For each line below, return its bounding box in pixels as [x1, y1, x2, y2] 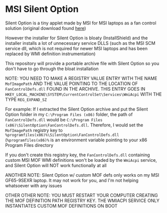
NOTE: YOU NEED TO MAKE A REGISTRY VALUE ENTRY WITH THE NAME [5, 75, 158, 81]
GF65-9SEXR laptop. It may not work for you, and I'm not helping [5, 177, 139, 183]
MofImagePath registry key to [5, 127, 63, 133]
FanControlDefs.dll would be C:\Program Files [5, 116, 103, 122]
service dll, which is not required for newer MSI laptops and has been [5, 45, 148, 51]
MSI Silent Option [5, 3, 79, 15]
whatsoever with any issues [5, 183, 62, 189]
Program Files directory [5, 142, 54, 148]
